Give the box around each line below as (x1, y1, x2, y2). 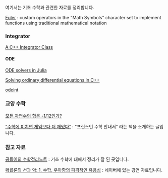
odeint (5, 87, 19, 93)
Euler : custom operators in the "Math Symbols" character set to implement (5, 15, 161, 20)
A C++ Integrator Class (5, 44, 53, 50)
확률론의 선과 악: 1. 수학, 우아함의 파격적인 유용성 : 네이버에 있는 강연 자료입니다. (5, 167, 163, 173)
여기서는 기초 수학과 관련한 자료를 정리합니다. (5, 5, 94, 10)
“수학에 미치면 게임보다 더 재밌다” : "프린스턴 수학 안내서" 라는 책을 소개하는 (5, 123, 155, 129)
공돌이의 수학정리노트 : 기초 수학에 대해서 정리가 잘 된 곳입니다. (5, 156, 129, 162)
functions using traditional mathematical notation (5, 20, 107, 26)
